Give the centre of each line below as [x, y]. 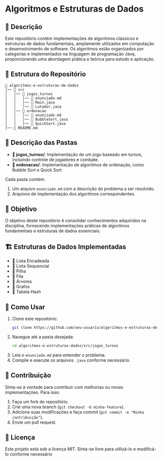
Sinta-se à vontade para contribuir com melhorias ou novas [64, 387]
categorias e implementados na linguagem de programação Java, [70, 54]
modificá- [147, 449]
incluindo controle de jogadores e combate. [55, 159]
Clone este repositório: [35, 319]
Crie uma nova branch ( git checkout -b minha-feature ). [68, 407]
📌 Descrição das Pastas [41, 143]
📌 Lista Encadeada [30, 261]
